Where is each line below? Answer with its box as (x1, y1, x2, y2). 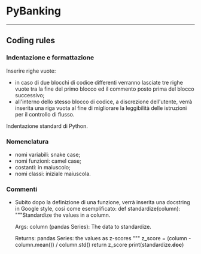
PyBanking (6, 4, 62, 18)
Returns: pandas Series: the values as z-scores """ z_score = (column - (14, 235, 191, 242)
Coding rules (6, 35, 56, 46)
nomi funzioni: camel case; (14, 157, 82, 165)
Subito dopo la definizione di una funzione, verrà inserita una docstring (14, 199, 190, 206)
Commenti (6, 185, 38, 193)
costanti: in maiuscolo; (14, 163, 71, 171)
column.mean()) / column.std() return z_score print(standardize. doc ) (14, 241, 184, 249)
